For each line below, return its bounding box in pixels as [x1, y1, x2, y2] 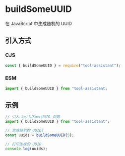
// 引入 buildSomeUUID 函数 [5, 114, 61, 120]
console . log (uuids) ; [5, 146, 48, 151]
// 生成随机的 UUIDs [5, 128, 44, 133]
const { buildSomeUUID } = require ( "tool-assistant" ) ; [5, 63, 121, 68]
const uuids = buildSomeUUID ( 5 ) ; [5, 133, 74, 138]
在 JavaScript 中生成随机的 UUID [5, 20, 72, 26]
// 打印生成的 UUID [5, 142, 42, 147]
